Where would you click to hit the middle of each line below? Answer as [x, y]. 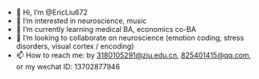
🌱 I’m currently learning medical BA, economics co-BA [106, 29]
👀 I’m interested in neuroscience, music [81, 21]
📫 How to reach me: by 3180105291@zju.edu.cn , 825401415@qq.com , [134, 55]
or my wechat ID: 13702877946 [68, 67]
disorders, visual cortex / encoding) [75, 46]
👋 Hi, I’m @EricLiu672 [52, 12]
